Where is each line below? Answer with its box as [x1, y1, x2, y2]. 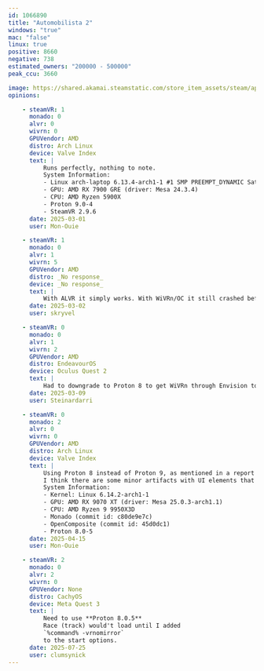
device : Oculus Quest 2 [28, 367, 108, 375]
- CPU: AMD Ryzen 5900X [42, 193, 122, 201]
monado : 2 [28, 418, 61, 426]
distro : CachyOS [28, 593, 82, 600]
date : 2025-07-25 [28, 644, 86, 651]
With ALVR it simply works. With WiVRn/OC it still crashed [42, 295, 244, 303]
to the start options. [42, 636, 118, 644]
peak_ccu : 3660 [8, 70, 58, 78]
